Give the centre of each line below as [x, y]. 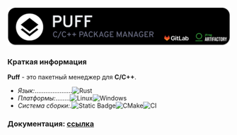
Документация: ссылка [51, 124]
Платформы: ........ [44, 98]
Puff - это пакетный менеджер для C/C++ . [72, 77]
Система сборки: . [45, 105]
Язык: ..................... [45, 91]
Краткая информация [47, 62]
